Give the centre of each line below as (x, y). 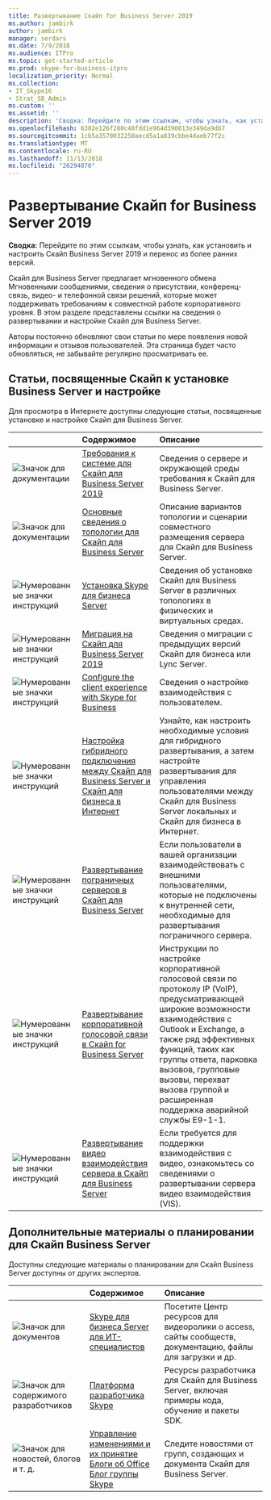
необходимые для (195, 915)
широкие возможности (205, 1009)
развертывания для (198, 771)
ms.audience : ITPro (41, 53)
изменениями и (120, 1444)
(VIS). (170, 1203)
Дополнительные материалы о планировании (131, 1233)
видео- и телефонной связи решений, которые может (125, 295)
